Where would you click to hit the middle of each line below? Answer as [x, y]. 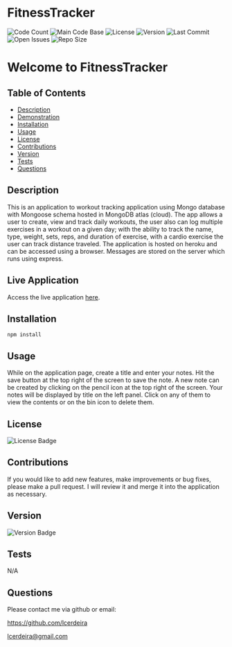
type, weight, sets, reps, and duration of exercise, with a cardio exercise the [115, 236]
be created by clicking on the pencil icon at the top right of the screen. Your [115, 388]
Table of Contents [47, 93]
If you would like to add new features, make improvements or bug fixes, [109, 479]
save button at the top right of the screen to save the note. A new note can [113, 380]
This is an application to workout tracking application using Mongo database [116, 207]
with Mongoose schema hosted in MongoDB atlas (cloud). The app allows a [115, 214]
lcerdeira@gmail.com [37, 637]
